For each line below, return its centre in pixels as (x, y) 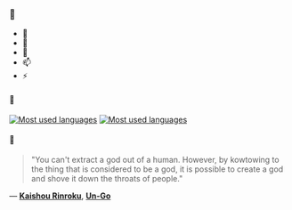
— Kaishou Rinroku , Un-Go (60, 196)
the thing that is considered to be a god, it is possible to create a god (157, 169)
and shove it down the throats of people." (107, 178)
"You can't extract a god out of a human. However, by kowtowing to (155, 159)
